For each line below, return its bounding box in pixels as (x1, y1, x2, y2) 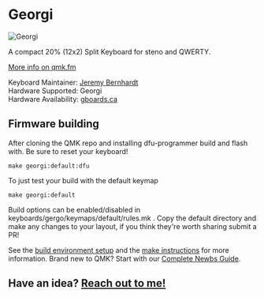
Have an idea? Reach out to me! (8, 276, 166, 290)
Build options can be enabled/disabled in (8, 205, 141, 214)
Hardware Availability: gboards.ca (8, 94, 118, 103)
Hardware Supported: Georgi (8, 85, 102, 96)
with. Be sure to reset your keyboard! (8, 146, 128, 156)
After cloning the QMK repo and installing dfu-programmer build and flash (8, 138, 248, 148)
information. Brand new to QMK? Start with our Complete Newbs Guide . (8, 254, 241, 263)
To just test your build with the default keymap (8, 175, 159, 185)
